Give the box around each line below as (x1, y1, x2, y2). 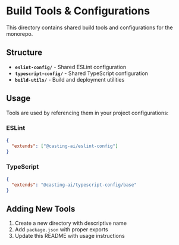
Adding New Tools (6, 204, 76, 214)
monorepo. (6, 30, 33, 37)
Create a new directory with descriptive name (14, 219, 127, 227)
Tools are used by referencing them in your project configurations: (6, 109, 169, 116)
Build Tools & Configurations (6, 4, 150, 18)
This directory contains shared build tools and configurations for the (6, 24, 174, 31)
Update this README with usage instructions (14, 232, 125, 240)
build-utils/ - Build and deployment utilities (14, 76, 125, 83)
